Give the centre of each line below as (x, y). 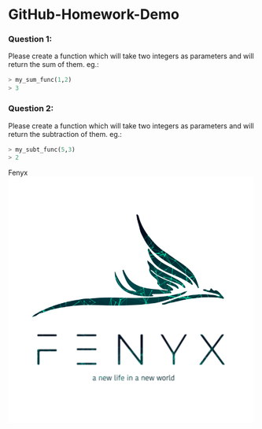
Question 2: (31, 109)
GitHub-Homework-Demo (94, 15)
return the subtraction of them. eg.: (65, 134)
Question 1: (30, 39)
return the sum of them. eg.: (54, 65)
